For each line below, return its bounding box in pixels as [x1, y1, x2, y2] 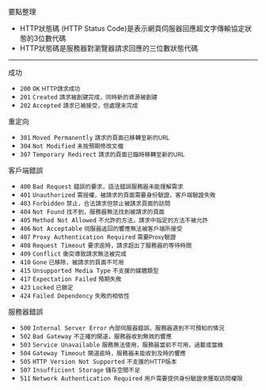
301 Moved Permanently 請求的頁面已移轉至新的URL [19, 134, 170, 142]
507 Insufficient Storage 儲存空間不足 [19, 366, 141, 374]
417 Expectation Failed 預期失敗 [19, 275, 122, 283]
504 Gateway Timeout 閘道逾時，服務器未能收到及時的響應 [19, 350, 186, 358]
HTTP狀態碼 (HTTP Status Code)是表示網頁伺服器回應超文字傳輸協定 [19, 24, 245, 33]
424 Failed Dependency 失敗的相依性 [19, 292, 130, 300]
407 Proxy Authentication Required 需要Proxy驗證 [19, 233, 177, 241]
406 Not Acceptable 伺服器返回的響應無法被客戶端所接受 [19, 225, 183, 233]
